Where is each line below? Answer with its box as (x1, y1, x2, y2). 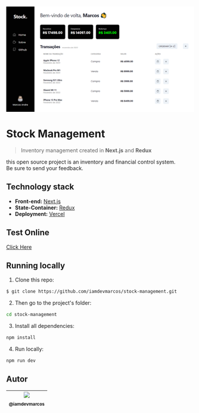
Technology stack (6, 182, 74, 192)
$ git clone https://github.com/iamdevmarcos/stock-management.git (6, 289, 178, 295)
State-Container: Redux (14, 204, 75, 211)
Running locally (6, 260, 66, 271)
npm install (6, 334, 36, 341)
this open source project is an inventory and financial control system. (6, 158, 176, 165)
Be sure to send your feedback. (6, 164, 83, 171)
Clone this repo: (14, 276, 54, 283)
